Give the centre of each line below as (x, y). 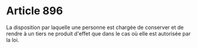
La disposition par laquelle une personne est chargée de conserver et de (95, 27)
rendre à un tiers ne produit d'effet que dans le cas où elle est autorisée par (99, 33)
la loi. (13, 40)
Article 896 (35, 11)
